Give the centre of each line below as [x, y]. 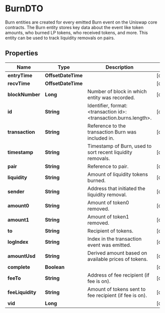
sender [16, 191]
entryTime [20, 75]
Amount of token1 [108, 217]
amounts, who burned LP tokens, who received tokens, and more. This [77, 32]
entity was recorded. [111, 97]
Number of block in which [117, 91]
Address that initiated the [117, 188]
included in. [101, 138]
